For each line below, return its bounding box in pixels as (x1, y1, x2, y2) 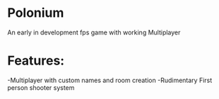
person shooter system (7, 83, 75, 92)
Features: (7, 53, 65, 69)
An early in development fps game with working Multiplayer (7, 28, 181, 37)
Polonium (7, 5, 64, 21)
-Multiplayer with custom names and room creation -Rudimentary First (7, 76, 213, 84)
